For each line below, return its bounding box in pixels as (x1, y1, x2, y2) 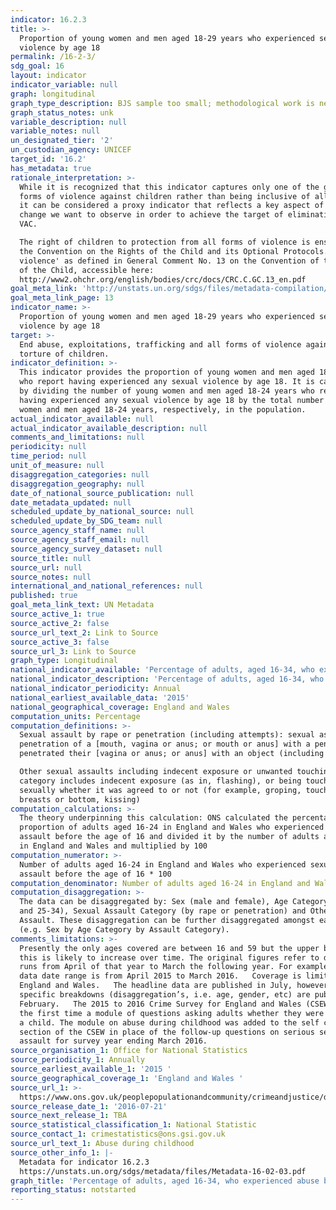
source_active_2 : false (10, 618, 110, 628)
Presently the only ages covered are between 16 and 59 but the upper (19, 943, 320, 953)
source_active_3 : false (10, 637, 110, 647)
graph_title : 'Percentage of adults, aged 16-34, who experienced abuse (10, 1176, 320, 1186)
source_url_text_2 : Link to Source (10, 627, 159, 638)
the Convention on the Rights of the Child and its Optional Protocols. (19, 246, 329, 256)
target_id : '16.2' (10, 154, 87, 164)
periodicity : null (10, 442, 87, 452)
